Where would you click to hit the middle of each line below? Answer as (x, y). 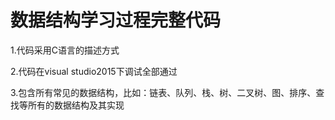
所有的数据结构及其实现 (76, 105)
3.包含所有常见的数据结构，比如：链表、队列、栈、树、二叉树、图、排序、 (163, 92)
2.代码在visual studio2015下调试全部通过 (94, 71)
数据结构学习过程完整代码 (116, 20)
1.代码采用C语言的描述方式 (65, 50)
